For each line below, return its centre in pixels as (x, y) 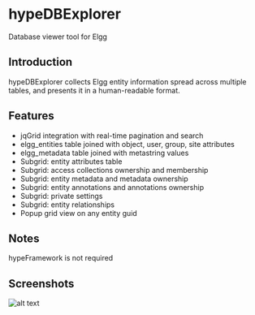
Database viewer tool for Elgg (58, 37)
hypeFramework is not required (61, 258)
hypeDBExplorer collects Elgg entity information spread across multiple (127, 81)
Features (31, 116)
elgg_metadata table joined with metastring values (104, 153)
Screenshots (41, 284)
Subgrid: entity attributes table (71, 161)
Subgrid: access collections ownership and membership (114, 170)
